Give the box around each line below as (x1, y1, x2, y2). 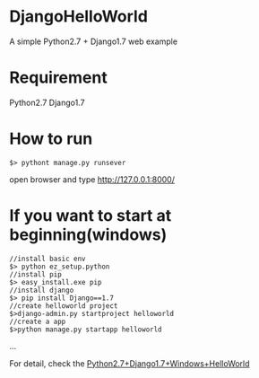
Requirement (9, 67, 108, 88)
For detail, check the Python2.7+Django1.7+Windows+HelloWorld (9, 357, 250, 369)
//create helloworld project (9, 301, 118, 311)
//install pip (9, 269, 63, 279)
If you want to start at (9, 206, 172, 225)
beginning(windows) (9, 224, 168, 244)
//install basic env (9, 254, 87, 263)
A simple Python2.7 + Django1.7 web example (9, 36, 177, 47)
